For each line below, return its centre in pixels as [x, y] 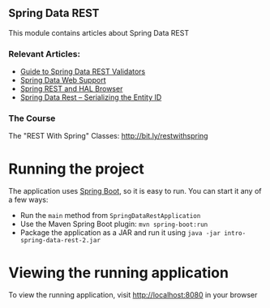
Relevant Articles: [45, 53]
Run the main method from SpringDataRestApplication [110, 216]
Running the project [76, 169]
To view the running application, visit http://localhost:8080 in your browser [133, 295]
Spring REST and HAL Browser [71, 89]
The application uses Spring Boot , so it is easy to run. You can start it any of [135, 191]
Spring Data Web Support [63, 80]
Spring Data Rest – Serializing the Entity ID [91, 97]
